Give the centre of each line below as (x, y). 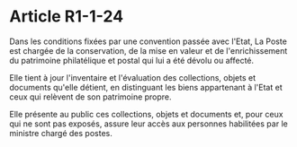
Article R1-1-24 (67, 17)
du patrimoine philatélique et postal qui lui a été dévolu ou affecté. (132, 60)
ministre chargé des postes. (61, 133)
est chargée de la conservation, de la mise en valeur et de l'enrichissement (148, 50)
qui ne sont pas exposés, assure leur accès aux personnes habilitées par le (148, 124)
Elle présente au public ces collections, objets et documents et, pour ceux (146, 114)
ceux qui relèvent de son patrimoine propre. (91, 97)
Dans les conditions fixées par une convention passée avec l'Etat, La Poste (148, 41)
